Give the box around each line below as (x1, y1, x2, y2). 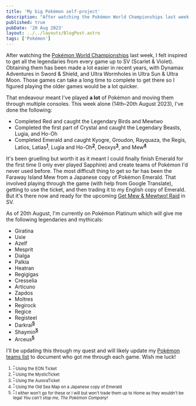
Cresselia (14, 277, 37, 284)
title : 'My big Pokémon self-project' (6, 8, 100, 15)
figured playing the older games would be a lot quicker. (6, 83, 139, 89)
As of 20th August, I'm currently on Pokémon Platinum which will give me (6, 210, 183, 217)
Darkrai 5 (14, 320, 35, 328)
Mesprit (14, 246, 33, 253)
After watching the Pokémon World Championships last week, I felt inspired (6, 52, 187, 58)
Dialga (14, 252, 30, 259)
